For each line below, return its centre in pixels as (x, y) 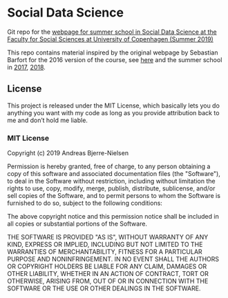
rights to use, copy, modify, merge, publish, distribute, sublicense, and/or (111, 188)
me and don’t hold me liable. (48, 120)
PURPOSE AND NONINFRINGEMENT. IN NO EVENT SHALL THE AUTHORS (113, 259)
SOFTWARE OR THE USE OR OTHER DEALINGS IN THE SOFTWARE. (104, 288)
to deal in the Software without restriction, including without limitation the (111, 181)
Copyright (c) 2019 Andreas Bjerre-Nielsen (68, 153)
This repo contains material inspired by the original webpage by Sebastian (113, 52)
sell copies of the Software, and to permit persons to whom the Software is (114, 196)
